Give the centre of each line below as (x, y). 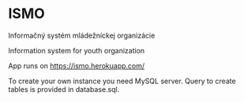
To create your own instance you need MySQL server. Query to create (122, 81)
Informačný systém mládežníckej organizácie (82, 35)
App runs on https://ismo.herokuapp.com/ (77, 66)
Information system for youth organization (77, 50)
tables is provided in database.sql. (64, 89)
